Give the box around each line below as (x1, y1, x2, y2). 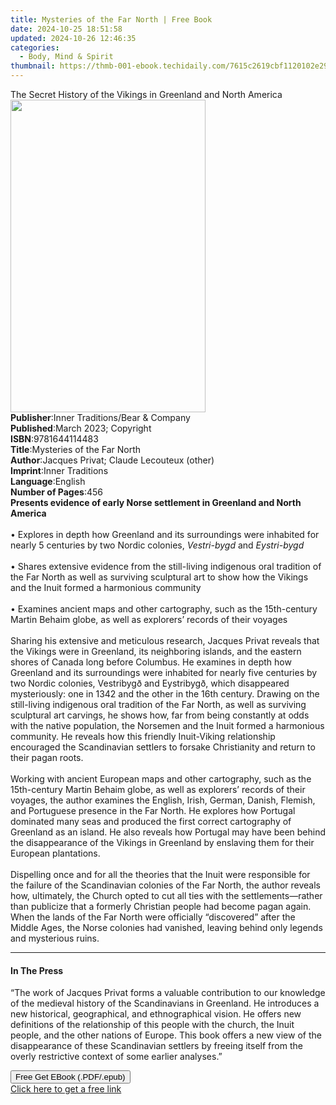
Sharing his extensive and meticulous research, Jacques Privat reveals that (10, 635, 320, 646)
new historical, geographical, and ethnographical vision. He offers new (10, 1008, 302, 1020)
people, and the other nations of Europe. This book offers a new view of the (10, 1029, 322, 1041)
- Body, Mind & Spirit (19, 52, 114, 62)
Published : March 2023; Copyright (10, 422, 152, 434)
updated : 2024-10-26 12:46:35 (10, 33, 137, 43)
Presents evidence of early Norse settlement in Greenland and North (10, 497, 302, 508)
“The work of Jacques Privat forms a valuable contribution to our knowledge (10, 987, 326, 999)
